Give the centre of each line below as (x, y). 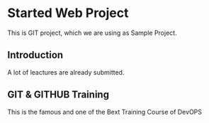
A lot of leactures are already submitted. (66, 72)
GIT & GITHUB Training (58, 95)
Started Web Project (68, 13)
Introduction (35, 55)
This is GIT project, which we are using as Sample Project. (92, 33)
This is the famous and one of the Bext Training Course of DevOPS (105, 112)
